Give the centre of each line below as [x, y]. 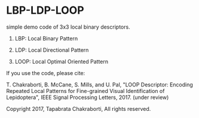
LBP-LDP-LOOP [45, 10]
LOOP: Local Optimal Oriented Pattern [62, 61]
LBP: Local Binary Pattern [46, 38]
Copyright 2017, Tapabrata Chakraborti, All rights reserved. [79, 108]
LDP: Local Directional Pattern [52, 50]
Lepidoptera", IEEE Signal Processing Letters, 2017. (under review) [88, 97]
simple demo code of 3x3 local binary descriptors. [68, 27]
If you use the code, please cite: [46, 73]
